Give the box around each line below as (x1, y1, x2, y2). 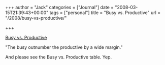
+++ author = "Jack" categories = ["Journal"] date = (5, 5, 114, 10)
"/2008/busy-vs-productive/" (5, 15, 67, 21)
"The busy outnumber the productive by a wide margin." (5, 44, 123, 50)
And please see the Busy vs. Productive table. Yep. (5, 54, 112, 60)
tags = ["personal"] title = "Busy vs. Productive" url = (49, 10, 161, 16)
